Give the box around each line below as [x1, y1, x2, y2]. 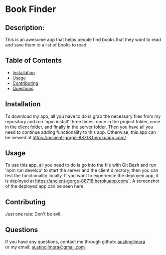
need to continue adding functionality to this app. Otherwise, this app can [5, 129, 156, 135]
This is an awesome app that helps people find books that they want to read [5, 36, 161, 42]
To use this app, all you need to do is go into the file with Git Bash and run [5, 162, 157, 168]
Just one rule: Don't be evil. [5, 211, 62, 217]
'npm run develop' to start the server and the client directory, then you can [5, 167, 159, 173]
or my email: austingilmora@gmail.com [5, 244, 85, 250]
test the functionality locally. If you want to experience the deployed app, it [5, 173, 159, 179]
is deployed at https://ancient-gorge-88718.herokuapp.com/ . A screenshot [5, 178, 160, 184]
